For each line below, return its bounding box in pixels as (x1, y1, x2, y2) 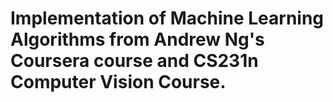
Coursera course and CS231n (10, 50, 259, 72)
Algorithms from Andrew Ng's (10, 28, 265, 51)
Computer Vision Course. (10, 71, 227, 94)
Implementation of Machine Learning (10, 7, 325, 30)
